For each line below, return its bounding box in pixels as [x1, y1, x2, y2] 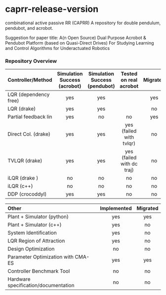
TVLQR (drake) [7, 157, 42, 164]
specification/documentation [7, 282, 75, 289]
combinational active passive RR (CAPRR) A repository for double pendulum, [5, 20, 161, 26]
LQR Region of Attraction [7, 238, 65, 245]
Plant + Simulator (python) [7, 213, 69, 220]
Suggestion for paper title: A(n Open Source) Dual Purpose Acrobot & [5, 35, 147, 41]
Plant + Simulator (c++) [7, 221, 62, 228]
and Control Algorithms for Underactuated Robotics [5, 45, 110, 51]
